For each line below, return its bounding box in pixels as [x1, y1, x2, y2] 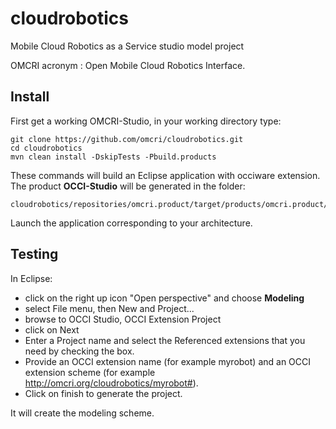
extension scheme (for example [24, 366, 156, 378]
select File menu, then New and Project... [24, 302, 195, 314]
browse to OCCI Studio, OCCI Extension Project [24, 313, 222, 325]
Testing [10, 246, 59, 263]
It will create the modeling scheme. [10, 407, 155, 419]
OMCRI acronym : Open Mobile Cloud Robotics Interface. [10, 59, 246, 71]
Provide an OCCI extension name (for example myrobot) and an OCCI [24, 355, 312, 367]
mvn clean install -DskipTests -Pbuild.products [10, 152, 217, 162]
